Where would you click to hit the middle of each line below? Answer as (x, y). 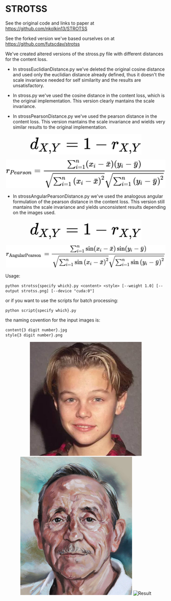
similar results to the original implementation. (60, 127)
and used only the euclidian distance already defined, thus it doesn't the (89, 74)
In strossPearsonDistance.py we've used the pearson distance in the (85, 116)
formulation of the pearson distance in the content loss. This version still (89, 202)
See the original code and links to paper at (50, 23)
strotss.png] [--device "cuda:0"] (58, 291)
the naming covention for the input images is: (53, 320)
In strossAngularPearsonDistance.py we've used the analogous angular (88, 196)
